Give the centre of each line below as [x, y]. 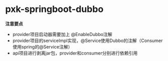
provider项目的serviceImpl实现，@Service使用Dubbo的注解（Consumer [88, 40]
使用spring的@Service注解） [42, 46]
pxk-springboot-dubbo [54, 9]
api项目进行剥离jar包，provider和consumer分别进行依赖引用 [75, 53]
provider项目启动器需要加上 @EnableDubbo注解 [62, 34]
